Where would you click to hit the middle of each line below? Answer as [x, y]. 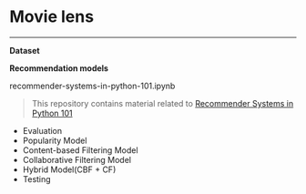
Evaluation [42, 130]
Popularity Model [55, 140]
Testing [37, 179]
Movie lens [51, 17]
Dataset [25, 50]
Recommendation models [59, 68]
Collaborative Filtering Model [77, 159]
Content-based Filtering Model [80, 150]
